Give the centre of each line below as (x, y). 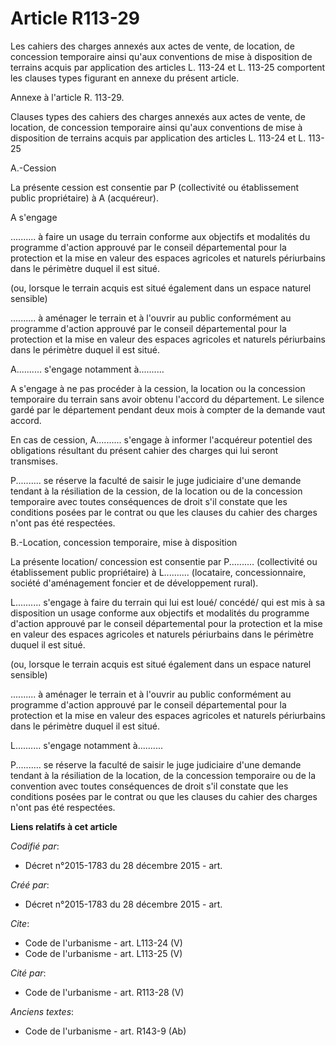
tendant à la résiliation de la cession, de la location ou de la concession (156, 491)
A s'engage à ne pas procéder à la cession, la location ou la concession (158, 388)
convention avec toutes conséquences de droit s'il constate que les (149, 786)
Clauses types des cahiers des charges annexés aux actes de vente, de (158, 116)
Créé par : (30, 884)
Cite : (20, 923)
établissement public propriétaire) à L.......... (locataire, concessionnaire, (158, 572)
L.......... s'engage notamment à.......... (86, 745)
